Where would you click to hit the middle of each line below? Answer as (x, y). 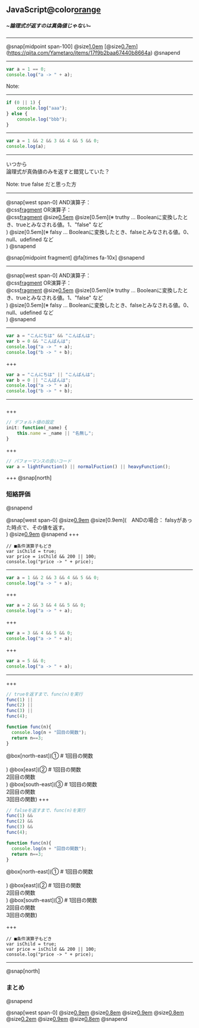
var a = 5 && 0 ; (26, 661)
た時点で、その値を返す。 (37, 527)
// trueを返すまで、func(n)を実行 (44, 694)
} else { (17, 113)
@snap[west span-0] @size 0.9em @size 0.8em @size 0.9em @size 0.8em (95, 1013)
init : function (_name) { (37, 428)
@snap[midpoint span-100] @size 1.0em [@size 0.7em (71, 46)
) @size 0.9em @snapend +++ (43, 534)
